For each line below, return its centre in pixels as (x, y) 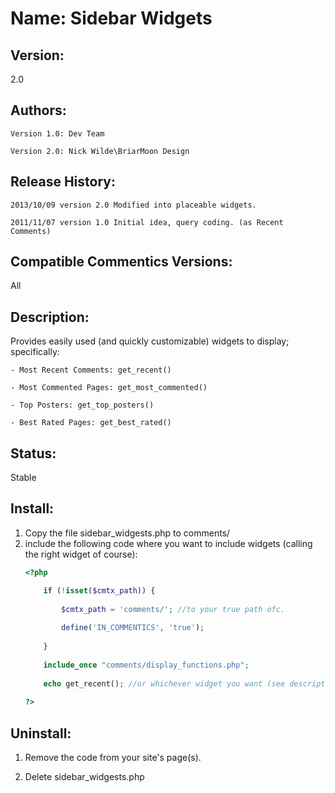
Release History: (63, 182)
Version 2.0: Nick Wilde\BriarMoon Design (100, 151)
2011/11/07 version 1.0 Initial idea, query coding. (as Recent (147, 222)
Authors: (38, 110)
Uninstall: (41, 733)
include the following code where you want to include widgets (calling (168, 543)
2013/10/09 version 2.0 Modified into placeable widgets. (133, 205)
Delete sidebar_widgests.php (84, 776)
